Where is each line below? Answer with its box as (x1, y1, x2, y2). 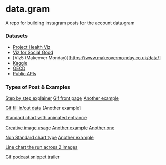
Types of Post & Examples (5, 84, 71, 91)
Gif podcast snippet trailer (5, 154, 60, 160)
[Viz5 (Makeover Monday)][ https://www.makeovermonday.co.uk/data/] (12, 55, 161, 61)
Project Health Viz (12, 44, 51, 50)
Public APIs (12, 71, 37, 77)
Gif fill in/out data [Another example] (5, 105, 81, 111)
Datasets (5, 32, 28, 39)
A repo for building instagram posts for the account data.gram (5, 20, 135, 26)
